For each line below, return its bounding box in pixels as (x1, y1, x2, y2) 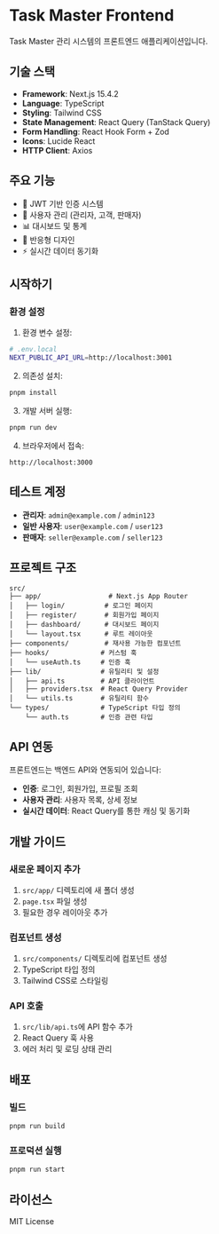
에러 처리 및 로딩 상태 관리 (21, 1044, 113, 1055)
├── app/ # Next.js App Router (9, 592, 189, 601)
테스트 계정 (9, 485, 66, 500)
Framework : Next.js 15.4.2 (21, 88, 120, 99)
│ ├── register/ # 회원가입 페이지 (9, 611, 160, 620)
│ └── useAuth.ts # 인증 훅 (9, 658, 131, 667)
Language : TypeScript (21, 98, 105, 108)
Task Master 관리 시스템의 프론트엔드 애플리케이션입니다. (9, 36, 208, 46)
